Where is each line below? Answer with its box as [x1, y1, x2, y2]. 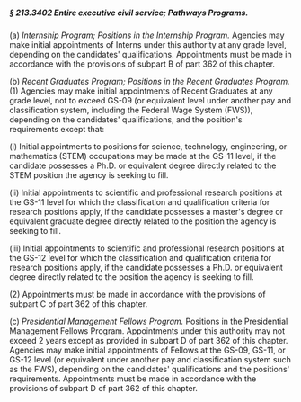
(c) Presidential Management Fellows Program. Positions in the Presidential [9, 316, 288, 326]
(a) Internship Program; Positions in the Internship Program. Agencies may [9, 30, 285, 40]
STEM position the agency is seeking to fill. [9, 169, 169, 180]
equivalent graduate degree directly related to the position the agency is [9, 216, 277, 227]
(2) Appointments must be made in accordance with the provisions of [9, 289, 267, 299]
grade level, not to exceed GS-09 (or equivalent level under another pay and [9, 94, 292, 105]
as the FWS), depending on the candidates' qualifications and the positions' [9, 363, 290, 374]
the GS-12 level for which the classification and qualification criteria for [9, 252, 272, 263]
